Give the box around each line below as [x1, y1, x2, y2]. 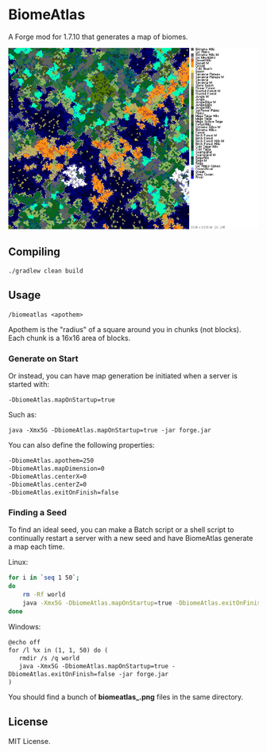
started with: [8, 380, 50, 390]
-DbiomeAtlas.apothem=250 [8, 456, 94, 465]
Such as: [8, 410, 37, 420]
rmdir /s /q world [18, 654, 80, 662]
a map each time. [8, 542, 65, 551]
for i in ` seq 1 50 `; [8, 574, 80, 582]
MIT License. [8, 736, 51, 746]
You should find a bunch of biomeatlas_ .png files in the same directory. [8, 691, 244, 702]
